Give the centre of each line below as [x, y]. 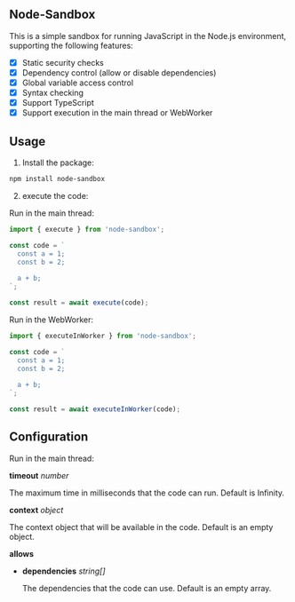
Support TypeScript [58, 103]
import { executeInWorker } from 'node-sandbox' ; [103, 336]
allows [21, 553]
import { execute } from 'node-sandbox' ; [87, 229]
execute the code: [55, 195]
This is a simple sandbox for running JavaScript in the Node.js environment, [148, 36]
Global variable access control [78, 83]
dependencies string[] [64, 571]
